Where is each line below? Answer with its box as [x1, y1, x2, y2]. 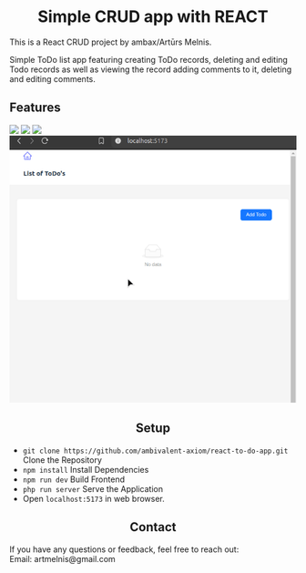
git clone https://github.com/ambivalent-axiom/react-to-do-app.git [22, 446, 289, 455]
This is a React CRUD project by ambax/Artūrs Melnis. [9, 36, 212, 47]
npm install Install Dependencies [22, 464, 149, 475]
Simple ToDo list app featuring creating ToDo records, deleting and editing [9, 54, 289, 65]
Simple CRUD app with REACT [37, 6, 269, 27]
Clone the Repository [22, 454, 103, 466]
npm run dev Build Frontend [22, 474, 126, 485]
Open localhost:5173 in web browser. [22, 493, 166, 504]
